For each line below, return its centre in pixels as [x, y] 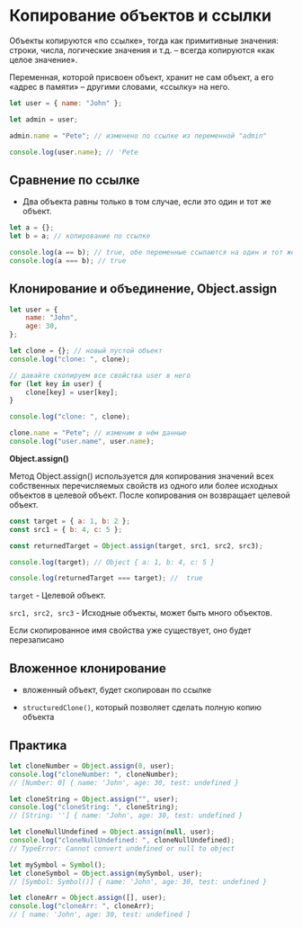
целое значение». [44, 59]
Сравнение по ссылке [75, 180]
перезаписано [37, 640]
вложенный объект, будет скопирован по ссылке [117, 690]
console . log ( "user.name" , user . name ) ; [82, 442]
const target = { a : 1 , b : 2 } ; [70, 521]
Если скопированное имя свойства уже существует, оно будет [130, 630]
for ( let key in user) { [56, 383]
